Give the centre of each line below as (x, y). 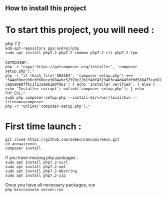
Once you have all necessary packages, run (50, 185)
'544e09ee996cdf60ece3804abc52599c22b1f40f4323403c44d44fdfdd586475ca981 (84, 80)
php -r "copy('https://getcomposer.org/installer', (60, 67)
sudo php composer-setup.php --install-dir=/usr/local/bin (68, 98)
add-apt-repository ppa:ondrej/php (42, 49)
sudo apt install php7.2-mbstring (41, 171)
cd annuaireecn (21, 144)
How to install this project (46, 8)
